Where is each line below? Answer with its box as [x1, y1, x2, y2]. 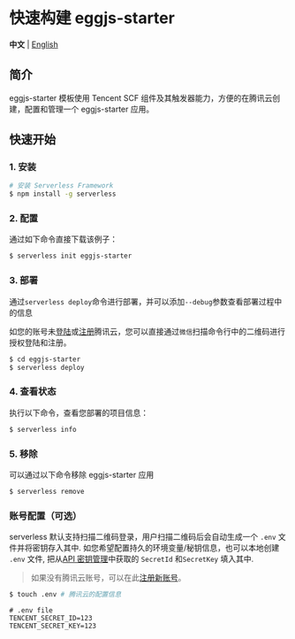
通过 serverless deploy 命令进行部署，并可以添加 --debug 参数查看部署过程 [9, 296, 275, 306]
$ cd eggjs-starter [9, 355, 81, 364]
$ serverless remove [9, 487, 86, 496]
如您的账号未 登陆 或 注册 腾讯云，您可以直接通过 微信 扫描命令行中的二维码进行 [9, 326, 285, 336]
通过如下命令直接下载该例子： [9, 234, 117, 244]
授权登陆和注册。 [9, 337, 72, 348]
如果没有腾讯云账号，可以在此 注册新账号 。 [30, 573, 186, 583]
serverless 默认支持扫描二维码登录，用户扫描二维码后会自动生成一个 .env [9, 532, 276, 543]
